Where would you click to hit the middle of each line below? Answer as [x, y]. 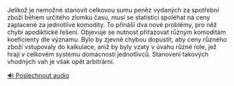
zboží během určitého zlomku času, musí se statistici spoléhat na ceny [109, 17]
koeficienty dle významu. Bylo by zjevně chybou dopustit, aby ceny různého [117, 40]
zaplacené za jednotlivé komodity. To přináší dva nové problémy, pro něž [112, 25]
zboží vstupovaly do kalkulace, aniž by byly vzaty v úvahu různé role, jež [112, 47]
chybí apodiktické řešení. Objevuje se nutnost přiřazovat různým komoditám [117, 32]
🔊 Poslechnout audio [38, 75]
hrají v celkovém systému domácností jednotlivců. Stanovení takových [108, 54]
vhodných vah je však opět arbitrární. [61, 61]
